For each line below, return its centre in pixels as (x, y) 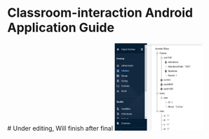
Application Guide (61, 28)
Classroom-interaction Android (100, 13)
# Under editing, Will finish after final (60, 128)
